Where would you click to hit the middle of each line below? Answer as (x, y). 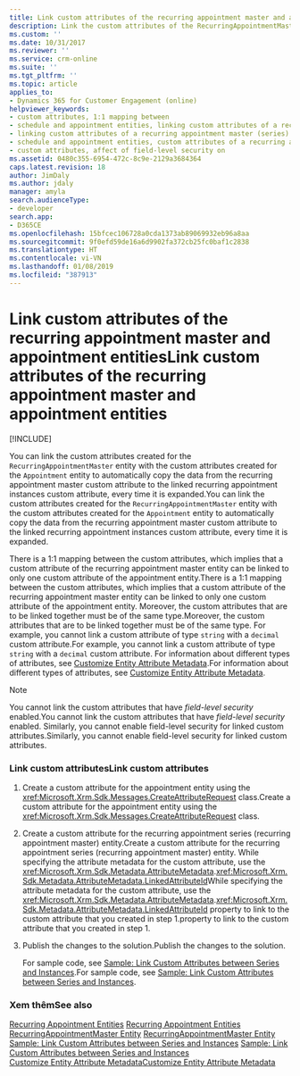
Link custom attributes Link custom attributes (109, 768)
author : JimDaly (39, 175)
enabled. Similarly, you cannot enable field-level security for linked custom (146, 726)
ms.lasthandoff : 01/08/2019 (62, 267)
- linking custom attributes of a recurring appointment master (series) (150, 134)
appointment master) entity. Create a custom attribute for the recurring (151, 842)
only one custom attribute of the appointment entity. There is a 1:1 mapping (146, 578)
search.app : (31, 217)
